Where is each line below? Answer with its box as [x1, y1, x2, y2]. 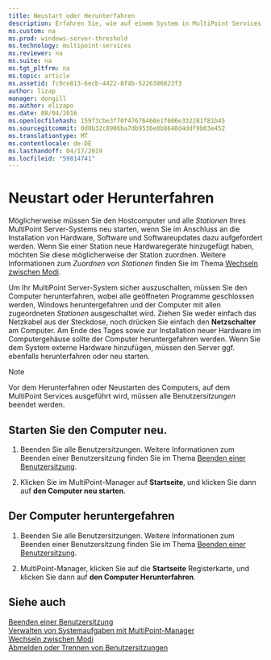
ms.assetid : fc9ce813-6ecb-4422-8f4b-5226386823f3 [8, 79, 182, 87]
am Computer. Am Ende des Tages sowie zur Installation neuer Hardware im [8, 326, 261, 336]
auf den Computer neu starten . [19, 486, 127, 495]
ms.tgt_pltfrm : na [8, 65, 70, 73]
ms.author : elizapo [8, 102, 74, 110]
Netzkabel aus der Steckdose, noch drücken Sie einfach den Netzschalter [8, 317, 256, 327]
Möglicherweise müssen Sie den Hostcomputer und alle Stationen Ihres [8, 215, 246, 226]
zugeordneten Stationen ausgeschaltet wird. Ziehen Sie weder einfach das [8, 308, 256, 319]
